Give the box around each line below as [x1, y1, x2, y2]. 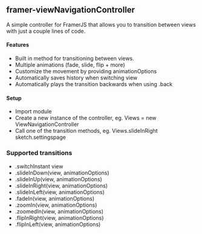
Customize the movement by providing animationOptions [15, 68, 157, 75]
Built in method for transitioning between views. [15, 55, 134, 62]
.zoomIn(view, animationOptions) [15, 201, 97, 209]
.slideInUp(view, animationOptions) [15, 175, 103, 182]
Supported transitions [6, 149, 73, 157]
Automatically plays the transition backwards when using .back [15, 81, 173, 88]
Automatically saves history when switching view [15, 74, 138, 81]
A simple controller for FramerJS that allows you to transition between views [6, 21, 197, 28]
